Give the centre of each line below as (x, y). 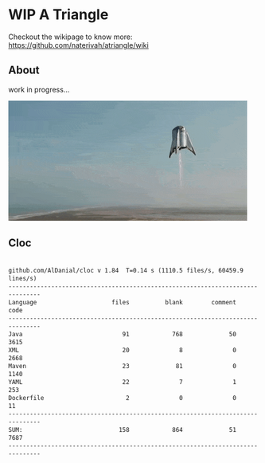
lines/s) (23, 278)
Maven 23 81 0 (123, 366)
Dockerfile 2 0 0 (123, 398)
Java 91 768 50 (123, 334)
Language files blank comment (123, 302)
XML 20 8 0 (123, 350)
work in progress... (39, 89)
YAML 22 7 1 (123, 382)
